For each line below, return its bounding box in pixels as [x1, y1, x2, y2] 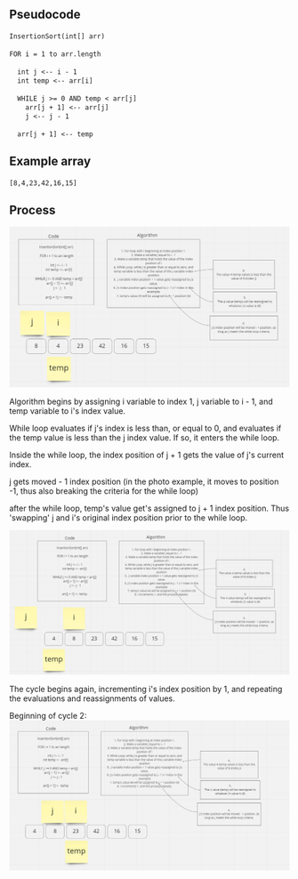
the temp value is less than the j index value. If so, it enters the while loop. [9, 432, 280, 443]
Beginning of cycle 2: [9, 711, 87, 722]
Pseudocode [9, 7, 82, 22]
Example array [9, 154, 92, 169]
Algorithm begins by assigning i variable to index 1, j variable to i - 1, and [9, 396, 273, 407]
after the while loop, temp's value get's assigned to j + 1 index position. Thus [9, 503, 290, 514]
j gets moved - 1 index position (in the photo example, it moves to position [9, 476, 279, 488]
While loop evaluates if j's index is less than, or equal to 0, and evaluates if [9, 423, 282, 434]
